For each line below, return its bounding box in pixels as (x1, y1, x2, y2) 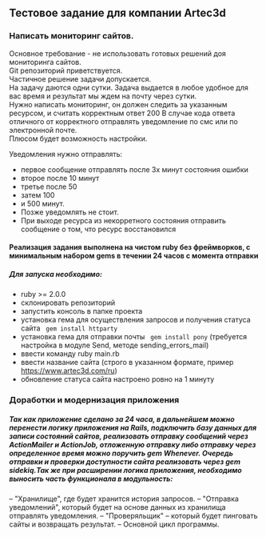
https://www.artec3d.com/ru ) (20, 366, 118, 375)
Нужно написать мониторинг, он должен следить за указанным (9, 99, 228, 109)
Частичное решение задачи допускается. (9, 74, 152, 83)
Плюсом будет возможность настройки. (9, 134, 148, 143)
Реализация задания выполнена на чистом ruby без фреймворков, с (9, 242, 251, 252)
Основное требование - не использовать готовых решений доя (9, 48, 227, 58)
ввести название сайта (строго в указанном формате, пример (20, 358, 234, 367)
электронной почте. (9, 125, 77, 134)
